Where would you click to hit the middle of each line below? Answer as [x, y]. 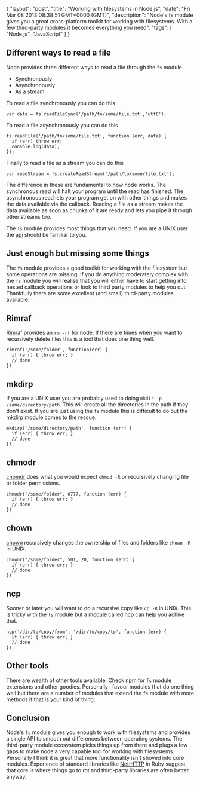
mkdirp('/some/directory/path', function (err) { [69, 429]
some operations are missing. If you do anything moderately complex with [97, 274]
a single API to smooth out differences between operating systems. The [94, 739]
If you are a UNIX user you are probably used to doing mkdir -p [84, 398]
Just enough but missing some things [78, 253]
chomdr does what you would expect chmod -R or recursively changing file [98, 477]
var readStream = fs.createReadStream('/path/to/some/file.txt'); [90, 174]
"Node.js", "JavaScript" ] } [38, 34]
